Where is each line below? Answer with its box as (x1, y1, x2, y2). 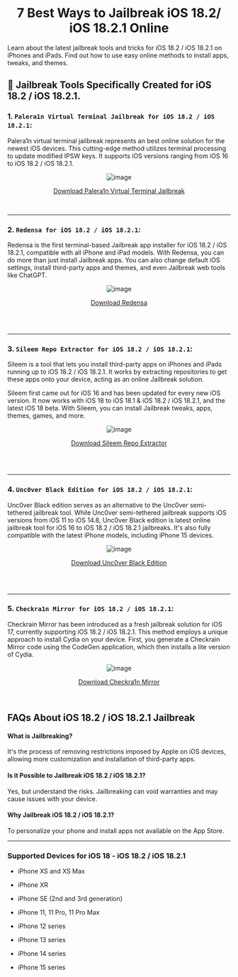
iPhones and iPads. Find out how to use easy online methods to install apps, (7, 51, 229, 60)
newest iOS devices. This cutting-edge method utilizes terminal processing (7, 144, 227, 152)
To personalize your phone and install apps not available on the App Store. (7, 826, 225, 834)
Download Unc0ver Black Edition (71, 558, 167, 566)
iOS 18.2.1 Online (69, 20, 169, 36)
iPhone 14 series (17, 949, 66, 958)
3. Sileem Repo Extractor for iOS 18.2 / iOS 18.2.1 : (7, 344, 193, 354)
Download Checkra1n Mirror (78, 677, 160, 686)
